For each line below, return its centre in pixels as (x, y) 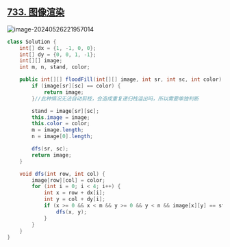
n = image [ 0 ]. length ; (63, 136)
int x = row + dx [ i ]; (75, 193)
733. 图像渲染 (36, 12)
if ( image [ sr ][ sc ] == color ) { (76, 86)
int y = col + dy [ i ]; (75, 199)
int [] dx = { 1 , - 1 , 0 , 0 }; (58, 48)
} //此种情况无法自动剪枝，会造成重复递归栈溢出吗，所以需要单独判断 (115, 99)
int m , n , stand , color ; (55, 67)
